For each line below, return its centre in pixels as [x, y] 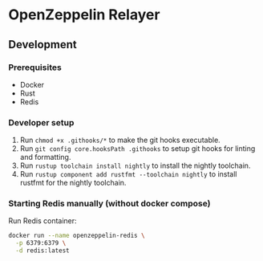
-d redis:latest [42, 251]
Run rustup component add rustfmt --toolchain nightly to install [128, 174]
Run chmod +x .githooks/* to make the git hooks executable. [120, 140]
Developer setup [41, 122]
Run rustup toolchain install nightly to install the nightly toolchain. [135, 165]
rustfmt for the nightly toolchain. [73, 183]
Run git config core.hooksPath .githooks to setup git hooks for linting [138, 149]
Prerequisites [35, 67]
